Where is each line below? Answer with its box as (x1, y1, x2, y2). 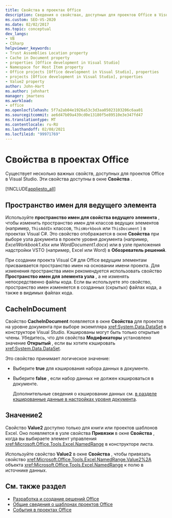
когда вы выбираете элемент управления (5, 435, 97, 442)
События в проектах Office (12, 506, 72, 513)
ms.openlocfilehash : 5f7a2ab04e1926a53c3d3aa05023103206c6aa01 (5, 108, 143, 113)
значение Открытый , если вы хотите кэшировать (5, 340, 116, 346)
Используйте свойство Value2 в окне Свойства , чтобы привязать (5, 451, 151, 457)
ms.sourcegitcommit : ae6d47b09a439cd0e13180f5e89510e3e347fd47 (5, 112, 143, 118)
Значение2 (5, 411, 42, 420)
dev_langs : (5, 31, 29, 36)
